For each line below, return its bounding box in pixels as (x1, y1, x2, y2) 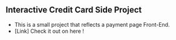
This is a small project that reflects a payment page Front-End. (14, 21, 170, 28)
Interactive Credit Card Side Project (5, 5, 142, 15)
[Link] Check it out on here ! (14, 27, 84, 35)
